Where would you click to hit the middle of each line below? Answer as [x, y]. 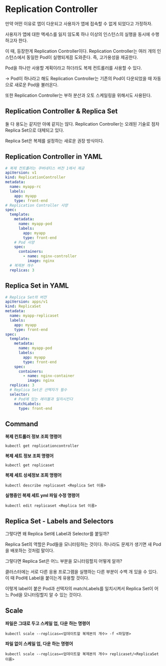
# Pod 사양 [24, 242]
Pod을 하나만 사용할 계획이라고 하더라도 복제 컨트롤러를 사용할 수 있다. [74, 68]
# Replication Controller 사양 [37, 205]
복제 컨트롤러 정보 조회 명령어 [33, 437]
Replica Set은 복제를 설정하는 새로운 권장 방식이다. [55, 141]
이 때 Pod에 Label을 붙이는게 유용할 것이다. [47, 578]
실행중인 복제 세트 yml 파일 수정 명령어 [42, 496]
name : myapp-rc [25, 187]
